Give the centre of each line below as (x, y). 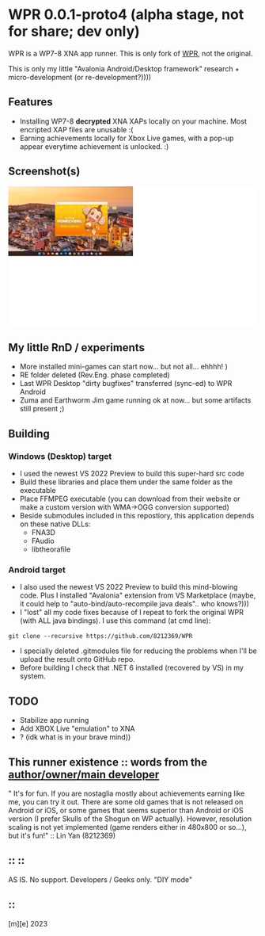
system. (32, 676)
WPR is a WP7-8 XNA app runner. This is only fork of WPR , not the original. (131, 53)
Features (30, 102)
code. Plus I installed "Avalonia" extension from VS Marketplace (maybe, (138, 595)
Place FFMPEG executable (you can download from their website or (130, 499)
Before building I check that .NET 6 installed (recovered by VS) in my (131, 668)
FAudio (43, 541)
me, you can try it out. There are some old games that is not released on (126, 802)
